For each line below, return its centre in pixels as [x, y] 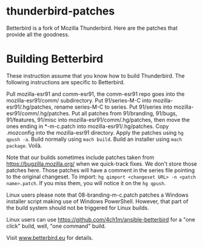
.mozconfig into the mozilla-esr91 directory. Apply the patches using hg [95, 132]
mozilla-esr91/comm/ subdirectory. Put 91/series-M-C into [79, 100]
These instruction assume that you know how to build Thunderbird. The [95, 76]
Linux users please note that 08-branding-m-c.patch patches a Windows [98, 195]
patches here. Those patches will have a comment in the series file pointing [101, 170]
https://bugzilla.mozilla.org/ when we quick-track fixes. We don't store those [102, 164]
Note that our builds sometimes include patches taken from [80, 157]
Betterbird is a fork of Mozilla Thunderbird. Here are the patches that [92, 28]
